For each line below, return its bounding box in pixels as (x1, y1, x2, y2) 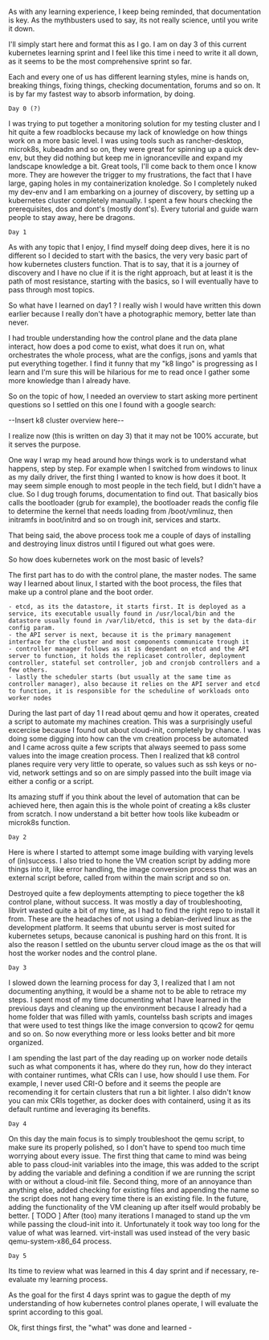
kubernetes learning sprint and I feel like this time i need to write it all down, (8, 48, 259, 57)
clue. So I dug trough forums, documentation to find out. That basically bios (8, 489, 259, 499)
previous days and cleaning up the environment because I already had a (8, 1003, 247, 1013)
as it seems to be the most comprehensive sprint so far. (8, 56, 193, 66)
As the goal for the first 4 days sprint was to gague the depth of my (8, 1290, 231, 1300)
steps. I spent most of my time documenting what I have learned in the (8, 995, 242, 1004)
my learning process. (38, 1275, 108, 1284)
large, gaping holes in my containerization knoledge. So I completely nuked (8, 178, 257, 188)
